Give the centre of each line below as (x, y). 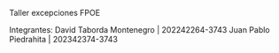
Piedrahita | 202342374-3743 (63, 39)
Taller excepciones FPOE (54, 13)
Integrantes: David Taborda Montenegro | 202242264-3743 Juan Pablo (139, 30)
